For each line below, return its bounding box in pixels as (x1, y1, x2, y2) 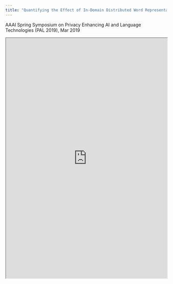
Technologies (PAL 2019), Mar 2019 (5, 27, 80, 33)
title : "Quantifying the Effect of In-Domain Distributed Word (5, 7, 143, 13)
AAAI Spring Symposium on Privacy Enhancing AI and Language (5, 22, 141, 28)
